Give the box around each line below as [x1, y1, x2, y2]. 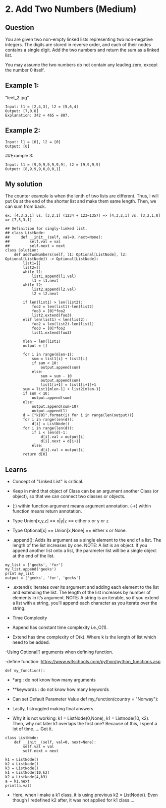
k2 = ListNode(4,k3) [5, 775, 48, 780]
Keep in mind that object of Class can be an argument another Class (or [12, 488, 159, 494]
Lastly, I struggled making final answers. [12, 706, 95, 712]
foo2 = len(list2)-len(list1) [31, 321, 94, 327]
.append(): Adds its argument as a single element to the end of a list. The [12, 537, 162, 543]
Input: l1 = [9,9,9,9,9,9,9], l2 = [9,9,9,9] [5, 162, 101, 167]
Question [5, 23, 34, 32]
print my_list [5, 571, 35, 576]
